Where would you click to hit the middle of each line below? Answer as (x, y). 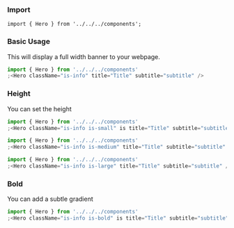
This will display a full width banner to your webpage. (84, 56)
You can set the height (39, 108)
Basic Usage (29, 42)
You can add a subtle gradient (50, 199)
